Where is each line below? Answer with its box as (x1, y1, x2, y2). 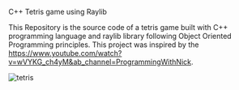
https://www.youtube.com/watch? (8, 49, 122, 58)
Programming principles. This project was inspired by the (8, 40, 199, 49)
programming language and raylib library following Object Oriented (8, 32, 233, 41)
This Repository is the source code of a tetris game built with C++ (8, 23, 228, 32)
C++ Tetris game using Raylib (8, 7, 108, 16)
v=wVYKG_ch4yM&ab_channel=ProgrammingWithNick (8, 57, 192, 66)
